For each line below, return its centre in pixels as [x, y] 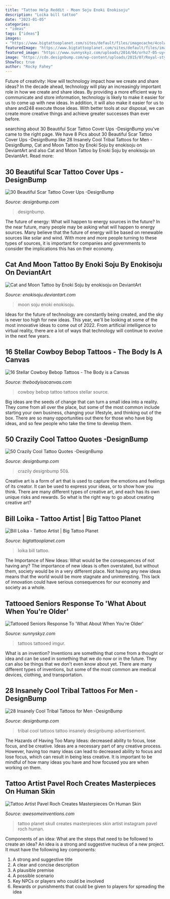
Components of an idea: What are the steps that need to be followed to [79, 838]
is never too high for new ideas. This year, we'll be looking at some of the [81, 320]
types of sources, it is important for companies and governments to [75, 243]
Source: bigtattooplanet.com [35, 541]
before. [13, 119]
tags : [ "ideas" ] [22, 34]
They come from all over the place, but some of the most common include [82, 407]
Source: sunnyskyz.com [30, 633]
